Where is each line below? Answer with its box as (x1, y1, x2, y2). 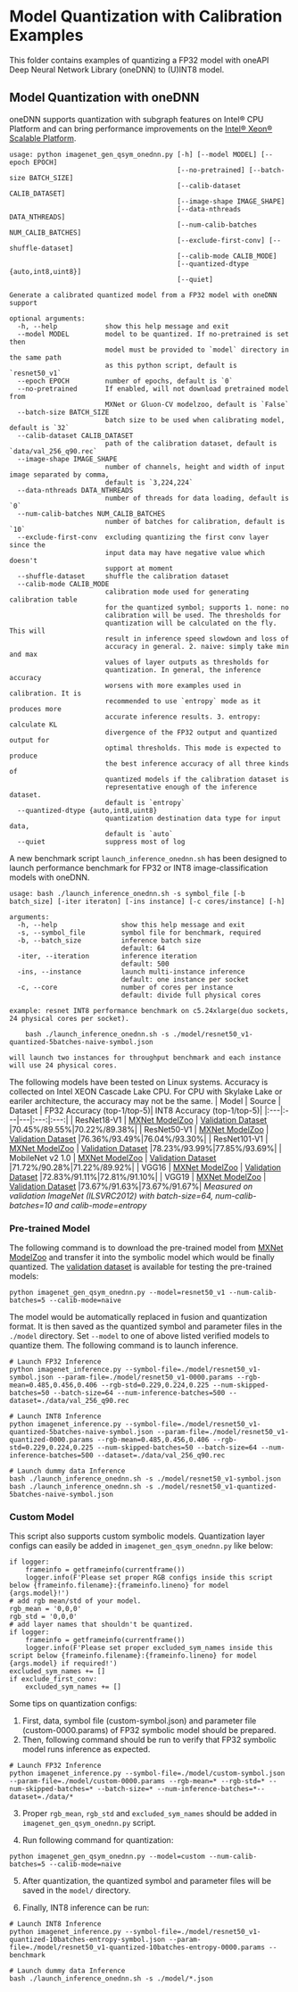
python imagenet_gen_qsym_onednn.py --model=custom (9, 1852, 205, 1862)
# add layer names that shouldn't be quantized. (9, 1620, 194, 1630)
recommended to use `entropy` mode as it (104, 696, 261, 706)
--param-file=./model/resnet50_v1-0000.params (56, 1373, 234, 1382)
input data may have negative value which (104, 548, 266, 557)
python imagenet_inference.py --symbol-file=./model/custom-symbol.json (9, 1769, 286, 1778)
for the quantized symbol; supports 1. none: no (104, 602, 290, 612)
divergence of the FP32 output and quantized (104, 727, 277, 737)
